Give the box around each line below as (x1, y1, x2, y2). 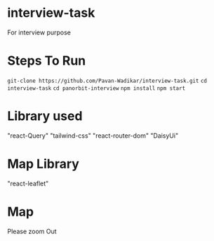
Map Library (7, 156, 79, 171)
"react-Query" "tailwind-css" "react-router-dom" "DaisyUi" (7, 131, 179, 140)
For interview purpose (7, 28, 72, 37)
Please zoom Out (7, 227, 58, 235)
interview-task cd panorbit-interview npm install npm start (7, 84, 186, 92)
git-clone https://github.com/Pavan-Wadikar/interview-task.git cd (7, 77, 207, 84)
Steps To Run (7, 53, 86, 69)
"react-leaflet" (7, 179, 49, 188)
